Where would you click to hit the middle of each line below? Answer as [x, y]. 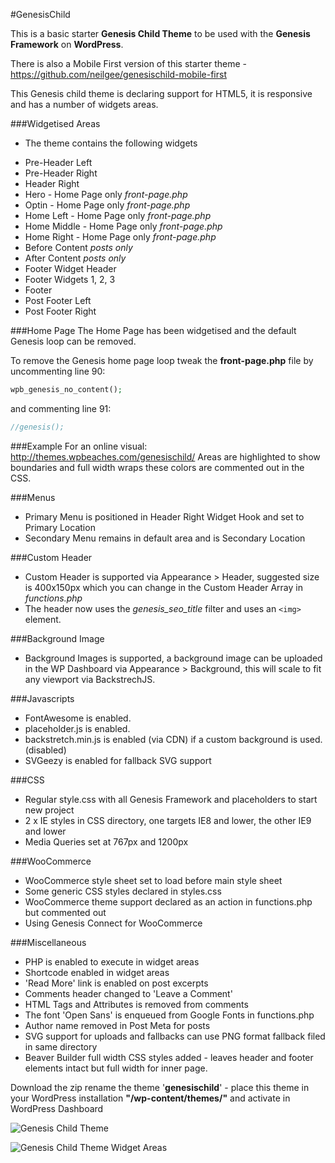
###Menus [33, 497]
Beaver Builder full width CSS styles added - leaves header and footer [169, 1057]
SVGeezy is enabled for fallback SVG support [118, 760]
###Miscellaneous [48, 942]
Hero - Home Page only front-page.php [106, 194]
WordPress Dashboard [57, 1108]
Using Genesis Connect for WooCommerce [113, 923]
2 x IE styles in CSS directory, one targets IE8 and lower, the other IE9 [168, 820]
